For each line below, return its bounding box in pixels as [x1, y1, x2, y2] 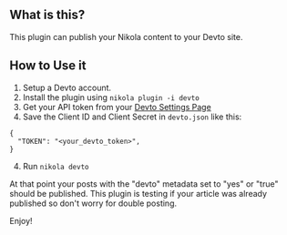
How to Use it [9, 58, 87, 74]
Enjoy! [9, 215, 34, 226]
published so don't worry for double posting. [9, 198, 178, 209]
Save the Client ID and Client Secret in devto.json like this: [22, 111, 242, 122]
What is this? [9, 7, 86, 23]
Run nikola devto [22, 160, 89, 171]
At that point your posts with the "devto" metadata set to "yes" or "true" [9, 178, 279, 189]
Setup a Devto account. [22, 82, 112, 93]
